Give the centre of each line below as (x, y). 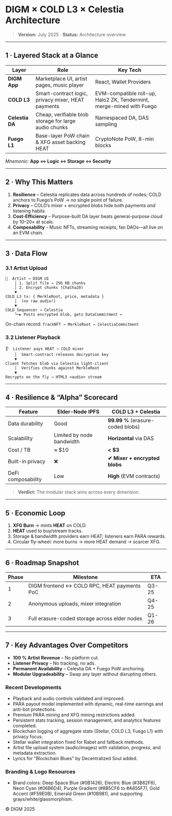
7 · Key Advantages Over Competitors (67, 645)
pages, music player (60, 85)
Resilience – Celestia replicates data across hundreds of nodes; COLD (87, 194)
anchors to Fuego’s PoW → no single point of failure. (68, 200)
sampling (106, 124)
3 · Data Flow (26, 253)
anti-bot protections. (34, 709)
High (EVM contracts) (134, 476)
